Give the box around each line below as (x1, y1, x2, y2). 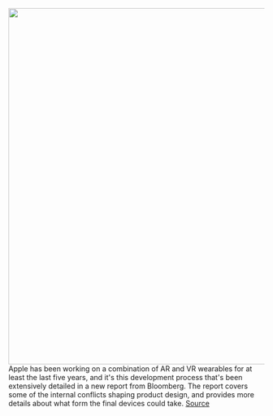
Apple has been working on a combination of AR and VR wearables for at (8, 364, 253, 374)
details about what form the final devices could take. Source (8, 399, 210, 408)
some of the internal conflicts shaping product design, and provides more (8, 390, 254, 399)
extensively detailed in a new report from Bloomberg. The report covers (8, 381, 249, 391)
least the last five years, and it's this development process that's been (8, 373, 243, 382)
